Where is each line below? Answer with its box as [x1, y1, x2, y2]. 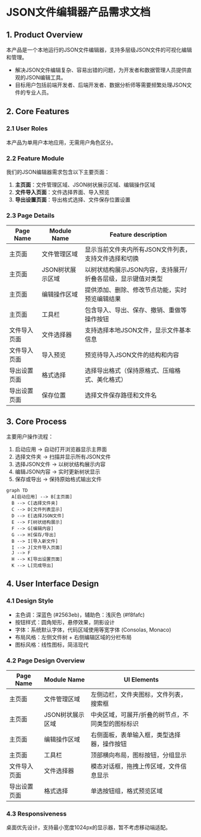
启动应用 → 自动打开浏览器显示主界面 [14, 446, 108, 453]
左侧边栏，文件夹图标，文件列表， [90, 691, 187, 699]
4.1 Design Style [6, 597, 54, 605]
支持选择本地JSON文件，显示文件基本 [84, 326, 191, 335]
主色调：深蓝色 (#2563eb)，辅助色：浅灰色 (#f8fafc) [14, 611, 145, 618]
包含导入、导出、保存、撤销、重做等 [84, 306, 187, 314]
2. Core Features [6, 106, 70, 117]
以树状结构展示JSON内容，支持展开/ [84, 265, 187, 274]
